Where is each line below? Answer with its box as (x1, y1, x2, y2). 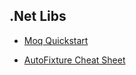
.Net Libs (9, 8, 67, 25)
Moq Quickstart (23, 34, 89, 46)
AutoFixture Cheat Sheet (23, 54, 126, 66)
